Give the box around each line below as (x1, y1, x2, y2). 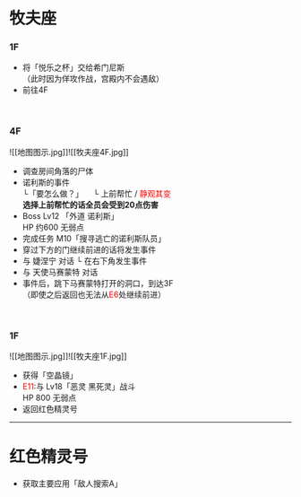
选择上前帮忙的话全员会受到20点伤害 (21, 199, 159, 210)
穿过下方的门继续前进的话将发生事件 (21, 244, 157, 255)
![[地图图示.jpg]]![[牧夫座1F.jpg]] (9, 351, 127, 362)
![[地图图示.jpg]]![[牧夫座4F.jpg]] (9, 146, 129, 157)
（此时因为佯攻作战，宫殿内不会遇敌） (21, 74, 164, 84)
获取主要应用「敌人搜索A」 (21, 478, 123, 489)
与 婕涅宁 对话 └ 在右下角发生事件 (21, 255, 148, 266)
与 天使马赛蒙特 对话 (21, 266, 99, 277)
